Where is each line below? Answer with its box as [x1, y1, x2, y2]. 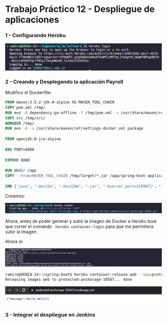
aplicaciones [5, 14, 60, 25]
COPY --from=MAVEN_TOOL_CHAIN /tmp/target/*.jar [5, 173, 108, 178]
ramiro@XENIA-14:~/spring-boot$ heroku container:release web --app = [5, 272, 153, 277]
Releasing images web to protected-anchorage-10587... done [5, 277, 133, 282]
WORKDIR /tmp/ [5, 121, 35, 126]
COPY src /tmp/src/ [5, 116, 46, 121]
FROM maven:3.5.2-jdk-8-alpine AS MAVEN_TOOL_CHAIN [5, 100, 114, 105]
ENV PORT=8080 [5, 147, 35, 152]
